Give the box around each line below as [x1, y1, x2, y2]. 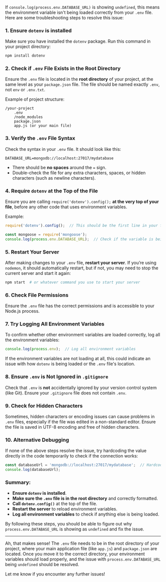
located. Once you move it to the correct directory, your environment [5, 551, 145, 557]
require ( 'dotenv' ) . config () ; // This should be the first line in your [5, 223, 158, 228]
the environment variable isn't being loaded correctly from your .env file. [5, 9, 153, 15]
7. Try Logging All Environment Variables [5, 321, 105, 327]
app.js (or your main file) [14, 124, 72, 129]
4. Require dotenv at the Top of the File [5, 187, 98, 194]
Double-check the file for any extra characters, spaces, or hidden [12, 170, 146, 176]
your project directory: [5, 44, 51, 50]
